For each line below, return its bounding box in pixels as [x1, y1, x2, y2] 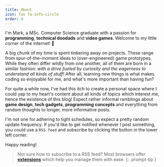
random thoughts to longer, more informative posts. [5, 107, 111, 113]
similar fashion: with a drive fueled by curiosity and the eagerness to [5, 66, 146, 72]
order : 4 [5, 16, 23, 21]
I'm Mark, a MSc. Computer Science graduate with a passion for [5, 30, 137, 36]
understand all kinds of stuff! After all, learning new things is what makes [5, 71, 155, 77]
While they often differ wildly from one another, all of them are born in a [5, 60, 152, 67]
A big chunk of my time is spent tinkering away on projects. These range [5, 50, 154, 56]
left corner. [5, 132, 28, 138]
